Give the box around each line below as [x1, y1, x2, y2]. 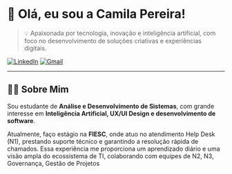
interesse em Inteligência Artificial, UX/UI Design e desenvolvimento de [7, 109, 216, 118]
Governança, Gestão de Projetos [7, 159, 100, 167]
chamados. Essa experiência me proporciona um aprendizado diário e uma [7, 144, 220, 153]
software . [7, 116, 36, 124]
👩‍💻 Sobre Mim [7, 84, 69, 96]
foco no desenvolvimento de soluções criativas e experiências [23, 36, 202, 45]
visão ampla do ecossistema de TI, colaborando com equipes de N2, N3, [7, 151, 214, 160]
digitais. [23, 44, 47, 52]
